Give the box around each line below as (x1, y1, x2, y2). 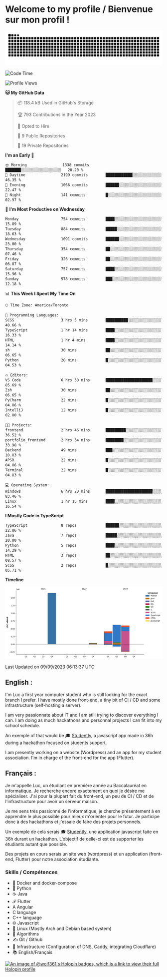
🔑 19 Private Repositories (17, 142, 69, 148)
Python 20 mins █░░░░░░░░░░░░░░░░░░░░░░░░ (5, 357, 162, 363)
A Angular (12, 904, 33, 910)
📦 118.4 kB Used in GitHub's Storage (17, 99, 94, 105)
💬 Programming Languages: (5, 312, 59, 318)
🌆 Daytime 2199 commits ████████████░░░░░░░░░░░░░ (5, 172, 162, 177)
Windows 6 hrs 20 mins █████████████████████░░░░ (5, 489, 162, 494)
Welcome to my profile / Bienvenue (5, 3, 153, 15)
